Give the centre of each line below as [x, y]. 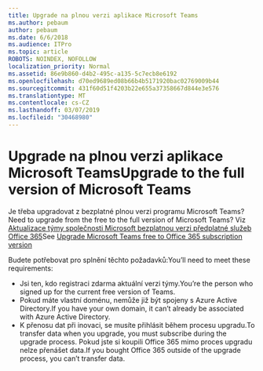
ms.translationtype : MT [47, 96]
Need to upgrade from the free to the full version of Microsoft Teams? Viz [127, 220]
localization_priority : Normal [59, 67]
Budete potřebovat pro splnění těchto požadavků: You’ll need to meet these [130, 260]
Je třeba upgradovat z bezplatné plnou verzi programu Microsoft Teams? [126, 211]
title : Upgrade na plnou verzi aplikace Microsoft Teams [103, 15]
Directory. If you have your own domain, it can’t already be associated [132, 308]
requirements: [31, 268]
